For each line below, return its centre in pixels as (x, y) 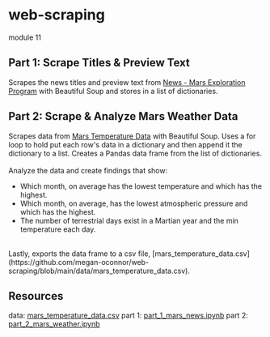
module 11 (25, 37)
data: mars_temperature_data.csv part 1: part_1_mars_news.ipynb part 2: (128, 316)
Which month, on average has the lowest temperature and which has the (141, 186)
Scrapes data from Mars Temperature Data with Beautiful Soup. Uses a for (132, 136)
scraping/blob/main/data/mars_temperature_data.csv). (99, 271)
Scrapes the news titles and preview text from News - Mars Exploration (127, 82)
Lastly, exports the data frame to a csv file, (80, 254)
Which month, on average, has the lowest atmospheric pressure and (134, 203)
